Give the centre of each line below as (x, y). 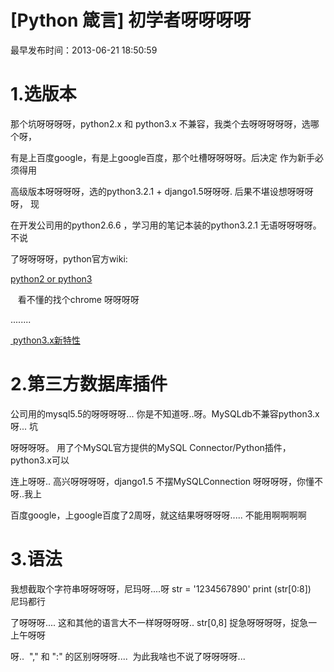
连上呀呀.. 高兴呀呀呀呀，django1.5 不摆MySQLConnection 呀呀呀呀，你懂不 (167, 481)
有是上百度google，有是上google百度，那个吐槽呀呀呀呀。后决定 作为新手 (162, 157)
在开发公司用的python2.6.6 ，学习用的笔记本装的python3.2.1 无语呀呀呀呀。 (166, 225)
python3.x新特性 (46, 340)
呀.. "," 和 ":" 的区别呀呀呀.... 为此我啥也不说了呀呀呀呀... (128, 656)
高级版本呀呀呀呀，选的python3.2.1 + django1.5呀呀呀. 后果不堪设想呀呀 (157, 191)
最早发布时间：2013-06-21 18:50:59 (84, 50)
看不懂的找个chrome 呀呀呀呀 (78, 299)
